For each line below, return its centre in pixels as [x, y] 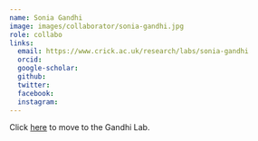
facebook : [36, 93]
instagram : [38, 102]
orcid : [30, 60]
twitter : [34, 85]
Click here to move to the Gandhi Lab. [80, 127]
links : [22, 43]
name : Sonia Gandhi [46, 18]
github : [32, 77]
